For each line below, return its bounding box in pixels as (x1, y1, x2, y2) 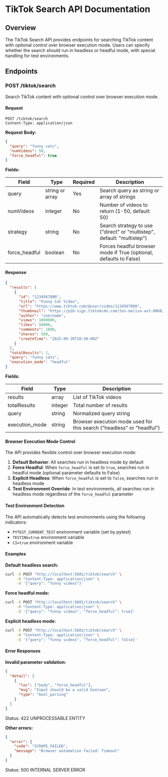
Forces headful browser (99, 243, 156, 250)
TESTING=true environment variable (12, 534, 84, 540)
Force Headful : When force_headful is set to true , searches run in (12, 464, 149, 470)
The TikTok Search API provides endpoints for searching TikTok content (5, 37, 153, 43)
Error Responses (5, 648, 41, 654)
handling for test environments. (5, 53, 70, 59)
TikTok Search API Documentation (5, 4, 150, 15)
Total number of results (72, 402, 127, 409)
